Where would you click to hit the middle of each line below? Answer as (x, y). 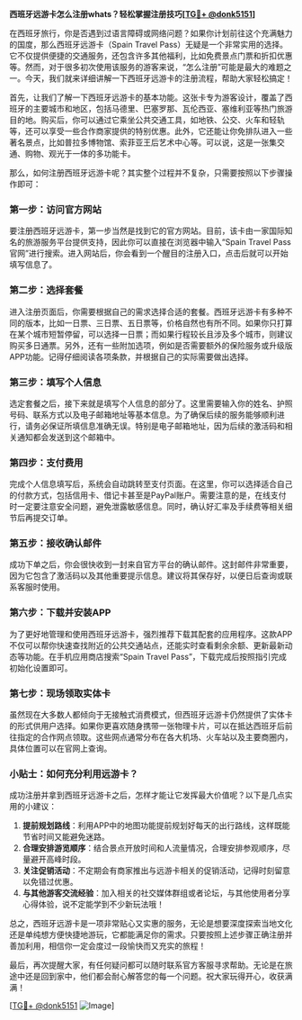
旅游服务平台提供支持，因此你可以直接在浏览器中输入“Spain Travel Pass (158, 242)
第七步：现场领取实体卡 (60, 693)
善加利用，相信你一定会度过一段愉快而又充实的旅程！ (108, 946)
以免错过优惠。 (50, 882)
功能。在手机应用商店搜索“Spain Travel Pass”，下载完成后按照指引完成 (156, 656)
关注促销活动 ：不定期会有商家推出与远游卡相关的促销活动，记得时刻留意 (156, 871)
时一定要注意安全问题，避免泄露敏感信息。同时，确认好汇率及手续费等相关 (147, 507)
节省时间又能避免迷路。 (66, 837)
